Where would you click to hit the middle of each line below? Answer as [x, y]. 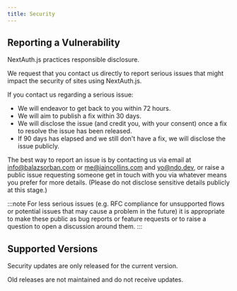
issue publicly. [39, 146]
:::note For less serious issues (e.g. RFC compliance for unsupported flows [116, 204]
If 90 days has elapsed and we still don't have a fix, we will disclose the [122, 138]
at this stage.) [27, 190]
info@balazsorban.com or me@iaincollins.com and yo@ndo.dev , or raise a [116, 168]
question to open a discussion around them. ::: [75, 226]
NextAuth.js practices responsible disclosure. [74, 60]
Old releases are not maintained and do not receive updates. [96, 280]
